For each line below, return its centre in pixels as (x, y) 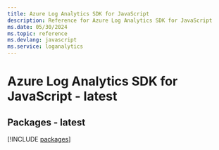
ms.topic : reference (38, 33)
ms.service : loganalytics (45, 46)
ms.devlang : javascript (42, 40)
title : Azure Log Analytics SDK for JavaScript (79, 14)
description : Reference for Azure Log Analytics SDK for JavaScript (110, 20)
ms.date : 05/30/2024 (38, 27)
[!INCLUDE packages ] (39, 139)
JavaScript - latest (62, 96)
